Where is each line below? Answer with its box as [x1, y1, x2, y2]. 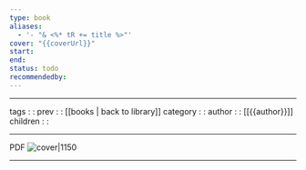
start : [9, 47, 35, 56]
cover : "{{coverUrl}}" [9, 38, 96, 48]
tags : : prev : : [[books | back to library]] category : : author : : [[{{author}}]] [9, 105, 294, 116]
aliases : [9, 22, 43, 31]
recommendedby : [9, 73, 67, 82]
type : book [9, 13, 51, 23]
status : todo [9, 65, 59, 74]
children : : [9, 115, 50, 126]
